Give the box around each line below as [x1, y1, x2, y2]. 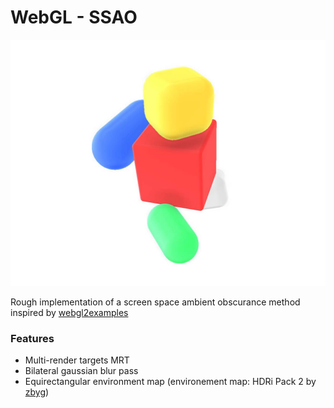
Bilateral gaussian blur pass [24, 364, 139, 376]
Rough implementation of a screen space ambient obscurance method [10, 296, 301, 308]
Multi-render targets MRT [24, 354, 130, 366]
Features [10, 331, 55, 345]
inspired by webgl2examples [10, 306, 129, 318]
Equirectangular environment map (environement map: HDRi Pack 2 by [24, 375, 317, 387]
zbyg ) [24, 386, 50, 398]
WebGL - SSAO [10, 6, 138, 29]
